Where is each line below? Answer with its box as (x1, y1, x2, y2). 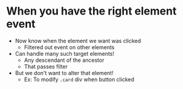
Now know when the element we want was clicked (14, 37, 141, 44)
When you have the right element (6, 4, 177, 18)
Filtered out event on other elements (24, 44, 115, 51)
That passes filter (24, 62, 68, 70)
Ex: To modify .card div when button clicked (24, 76, 135, 83)
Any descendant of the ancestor (24, 56, 104, 64)
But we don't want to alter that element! (14, 69, 114, 76)
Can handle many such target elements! (14, 50, 115, 57)
